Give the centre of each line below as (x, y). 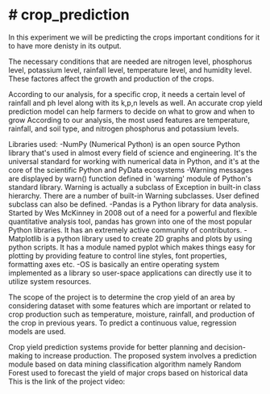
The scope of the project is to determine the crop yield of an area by (122, 297)
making (21, 355)
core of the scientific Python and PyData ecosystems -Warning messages (131, 170)
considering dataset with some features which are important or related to (130, 305)
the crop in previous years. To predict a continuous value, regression (123, 323)
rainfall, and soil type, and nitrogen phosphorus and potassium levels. (124, 128)
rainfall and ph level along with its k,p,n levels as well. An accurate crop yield (135, 103)
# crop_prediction (69, 15)
